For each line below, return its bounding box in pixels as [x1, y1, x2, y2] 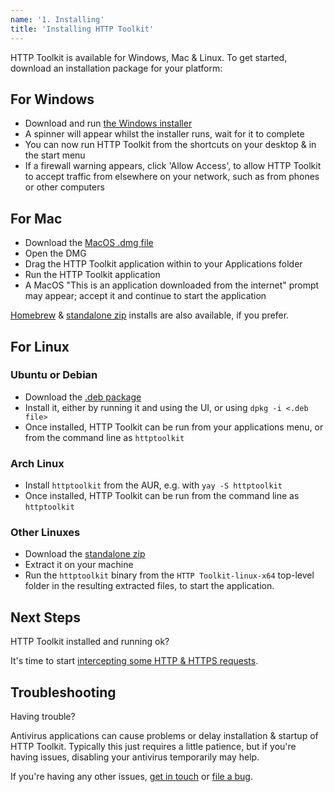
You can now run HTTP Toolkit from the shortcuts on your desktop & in [24, 139, 317, 151]
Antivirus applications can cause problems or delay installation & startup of [10, 730, 319, 742]
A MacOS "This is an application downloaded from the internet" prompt [24, 279, 320, 291]
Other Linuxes [10, 526, 81, 540]
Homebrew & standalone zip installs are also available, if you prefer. [10, 309, 290, 321]
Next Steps [10, 609, 81, 626]
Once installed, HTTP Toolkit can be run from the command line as [24, 490, 300, 502]
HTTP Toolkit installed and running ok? [10, 636, 170, 648]
